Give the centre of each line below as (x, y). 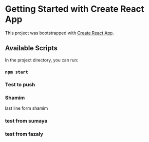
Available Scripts (31, 48)
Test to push (20, 84)
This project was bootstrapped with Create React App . (60, 33)
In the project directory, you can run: (42, 60)
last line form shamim (27, 108)
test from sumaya (26, 121)
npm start (17, 72)
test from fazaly (24, 134)
